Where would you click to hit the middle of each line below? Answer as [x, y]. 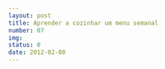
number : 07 [26, 30]
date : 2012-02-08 [37, 52]
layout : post [30, 15]
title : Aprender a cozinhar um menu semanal [83, 23]
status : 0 [25, 45]
